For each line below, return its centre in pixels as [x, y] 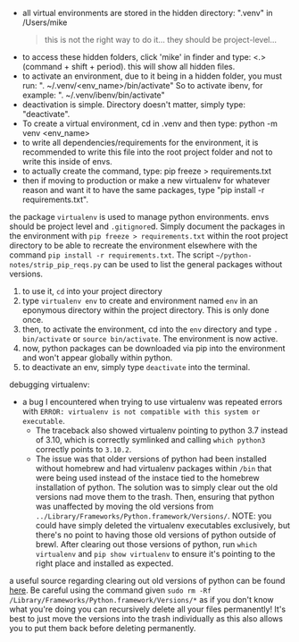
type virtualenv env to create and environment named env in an [140, 300]
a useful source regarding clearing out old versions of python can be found [147, 581]
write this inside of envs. [67, 161]
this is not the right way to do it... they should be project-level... [161, 40]
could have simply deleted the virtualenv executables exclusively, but [162, 525]
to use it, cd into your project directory [92, 291]
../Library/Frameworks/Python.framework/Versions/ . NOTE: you [154, 516]
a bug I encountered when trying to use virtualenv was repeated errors [152, 402]
